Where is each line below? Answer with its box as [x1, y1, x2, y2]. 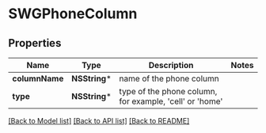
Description [148, 60, 194, 70]
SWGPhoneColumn [8, 5, 138, 23]
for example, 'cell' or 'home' [119, 96, 223, 107]
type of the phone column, [119, 86, 218, 97]
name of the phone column [119, 73, 219, 84]
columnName [12, 73, 64, 84]
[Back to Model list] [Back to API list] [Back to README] [8, 116, 190, 125]
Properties [8, 36, 62, 50]
